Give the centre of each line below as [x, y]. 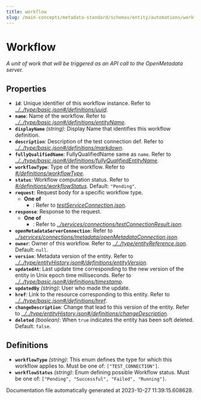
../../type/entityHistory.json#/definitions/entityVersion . [81, 263]
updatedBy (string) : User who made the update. [72, 288]
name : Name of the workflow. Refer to [60, 116]
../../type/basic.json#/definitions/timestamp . [69, 282]
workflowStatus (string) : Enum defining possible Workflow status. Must [102, 372]
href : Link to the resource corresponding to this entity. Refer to [92, 294]
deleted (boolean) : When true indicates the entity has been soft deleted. [104, 320]
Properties [26, 88]
